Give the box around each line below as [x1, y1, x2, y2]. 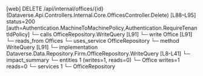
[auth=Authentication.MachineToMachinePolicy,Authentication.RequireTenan [6, 24, 198, 31]
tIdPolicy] [6, 31, 30, 38]
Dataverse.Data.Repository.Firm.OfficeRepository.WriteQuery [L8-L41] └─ [6, 50, 191, 57]
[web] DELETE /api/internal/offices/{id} [6, 5, 104, 12]
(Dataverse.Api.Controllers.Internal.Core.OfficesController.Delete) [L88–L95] [6, 11, 196, 19]
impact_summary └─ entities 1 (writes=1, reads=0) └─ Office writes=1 [6, 57, 180, 63]
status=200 [6, 18, 35, 25]
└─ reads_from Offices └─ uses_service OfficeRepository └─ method [6, 37, 180, 44]
